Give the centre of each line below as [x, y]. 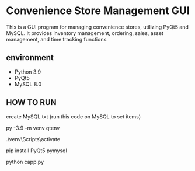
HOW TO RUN [31, 102]
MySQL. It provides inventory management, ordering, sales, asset [85, 33]
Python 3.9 [28, 72]
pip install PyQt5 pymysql [36, 151]
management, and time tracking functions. [57, 39]
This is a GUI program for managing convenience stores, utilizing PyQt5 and [97, 27]
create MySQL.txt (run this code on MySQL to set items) [74, 116]
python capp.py [25, 162]
